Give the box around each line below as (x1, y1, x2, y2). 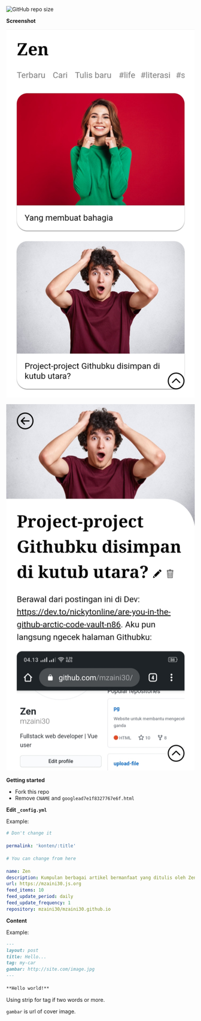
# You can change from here (6, 855, 77, 861)
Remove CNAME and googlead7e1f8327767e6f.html (14, 795, 135, 802)
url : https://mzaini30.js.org (6, 881, 82, 887)
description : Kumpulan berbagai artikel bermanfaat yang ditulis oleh (6, 875, 186, 881)
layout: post (6, 947, 39, 953)
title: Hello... (6, 954, 47, 960)
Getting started (6, 777, 45, 784)
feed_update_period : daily (6, 894, 74, 900)
